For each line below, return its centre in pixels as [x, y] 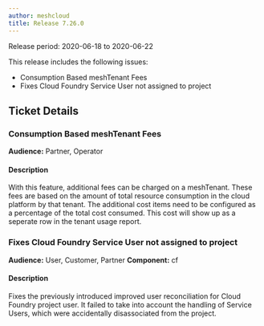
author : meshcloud [39, 16]
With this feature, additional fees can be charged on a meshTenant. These [130, 187]
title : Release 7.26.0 [46, 23]
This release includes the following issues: [78, 62]
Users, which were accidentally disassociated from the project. [112, 313]
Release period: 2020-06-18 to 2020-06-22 [81, 46]
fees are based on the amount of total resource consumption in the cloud [129, 196]
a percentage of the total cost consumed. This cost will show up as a [122, 213]
